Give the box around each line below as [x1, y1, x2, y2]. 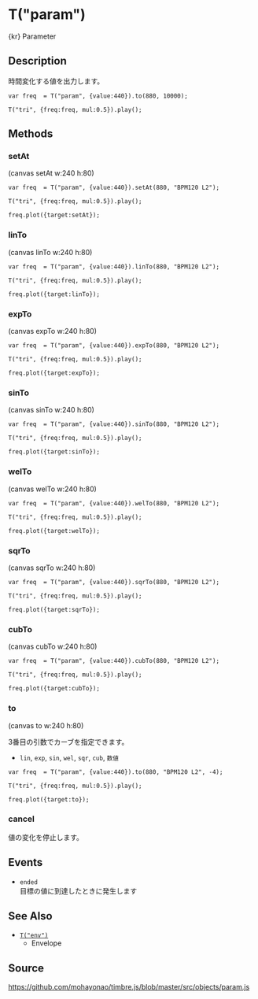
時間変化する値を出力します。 [8, 76, 105, 86]
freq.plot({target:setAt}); [8, 211, 101, 220]
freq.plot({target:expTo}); [8, 369, 101, 377]
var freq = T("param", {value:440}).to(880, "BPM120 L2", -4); [8, 768, 223, 776]
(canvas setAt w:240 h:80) [8, 168, 94, 178]
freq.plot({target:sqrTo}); [8, 605, 101, 613]
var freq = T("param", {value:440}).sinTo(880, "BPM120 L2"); [8, 420, 220, 428]
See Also [8, 909, 53, 923]
